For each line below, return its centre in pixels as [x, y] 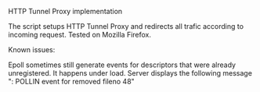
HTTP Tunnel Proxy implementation [65, 11]
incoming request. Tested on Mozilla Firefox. [79, 35]
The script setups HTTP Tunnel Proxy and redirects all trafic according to [126, 26]
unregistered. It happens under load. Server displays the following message [130, 73]
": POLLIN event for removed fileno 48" [71, 81]
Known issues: [32, 50]
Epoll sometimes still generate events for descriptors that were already [122, 65]
